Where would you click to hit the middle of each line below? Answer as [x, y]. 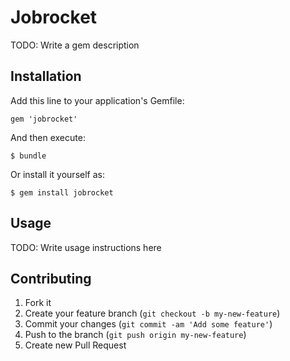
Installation [46, 76]
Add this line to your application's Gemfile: [97, 100]
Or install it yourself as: [57, 174]
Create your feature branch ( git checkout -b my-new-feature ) [152, 313]
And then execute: [48, 137]
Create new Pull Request [75, 345]
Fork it [38, 303]
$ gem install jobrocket [62, 192]
